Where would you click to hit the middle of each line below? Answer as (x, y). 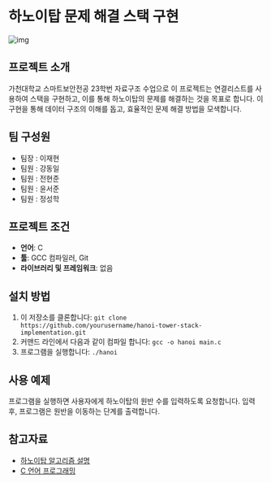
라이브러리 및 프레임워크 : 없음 (67, 268)
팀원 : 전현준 (40, 178)
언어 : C (31, 248)
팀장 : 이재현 (40, 158)
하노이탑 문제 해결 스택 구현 (94, 17)
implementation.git (53, 333)
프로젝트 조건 (39, 226)
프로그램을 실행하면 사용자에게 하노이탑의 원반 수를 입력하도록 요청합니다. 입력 (132, 401)
